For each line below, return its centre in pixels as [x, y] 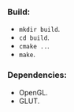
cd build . [34, 37]
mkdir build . [39, 29]
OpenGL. [33, 92]
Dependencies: [37, 75]
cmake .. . [34, 46]
